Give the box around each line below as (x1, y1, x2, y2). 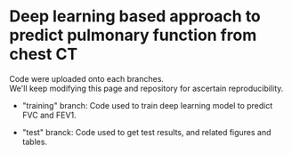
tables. (21, 136, 47, 147)
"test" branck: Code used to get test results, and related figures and (21, 126, 272, 137)
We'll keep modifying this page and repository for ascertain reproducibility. (9, 83, 284, 93)
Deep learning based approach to (9, 6, 261, 27)
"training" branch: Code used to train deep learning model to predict (21, 100, 273, 110)
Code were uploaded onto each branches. (9, 73, 165, 84)
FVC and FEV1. (21, 109, 77, 120)
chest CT (9, 45, 78, 64)
